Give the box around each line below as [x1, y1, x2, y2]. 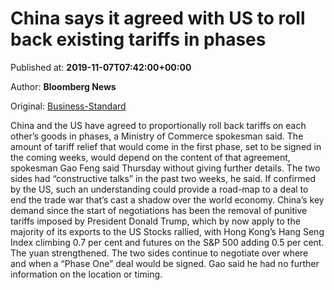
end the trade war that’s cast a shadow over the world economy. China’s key [10, 193, 325, 206]
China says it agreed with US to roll [10, 7, 306, 30]
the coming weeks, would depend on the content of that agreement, [10, 151, 291, 163]
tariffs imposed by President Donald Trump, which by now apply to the [10, 215, 301, 227]
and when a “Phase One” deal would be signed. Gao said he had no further [10, 257, 320, 269]
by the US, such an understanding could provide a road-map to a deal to [10, 183, 309, 195]
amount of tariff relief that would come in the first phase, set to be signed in [10, 140, 322, 152]
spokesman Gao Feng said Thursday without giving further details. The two [10, 162, 321, 174]
